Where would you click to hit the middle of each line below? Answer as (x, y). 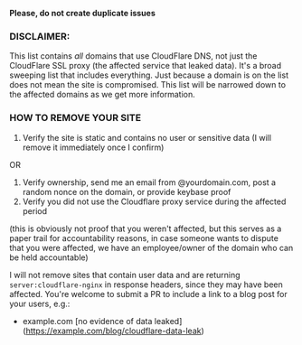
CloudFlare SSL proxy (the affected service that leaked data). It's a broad (146, 66)
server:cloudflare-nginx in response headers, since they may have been (146, 284)
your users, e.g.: (40, 303)
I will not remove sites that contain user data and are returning (125, 275)
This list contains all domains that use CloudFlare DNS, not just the (133, 56)
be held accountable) (49, 257)
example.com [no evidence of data (87, 321)
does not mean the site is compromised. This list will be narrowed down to (148, 85)
